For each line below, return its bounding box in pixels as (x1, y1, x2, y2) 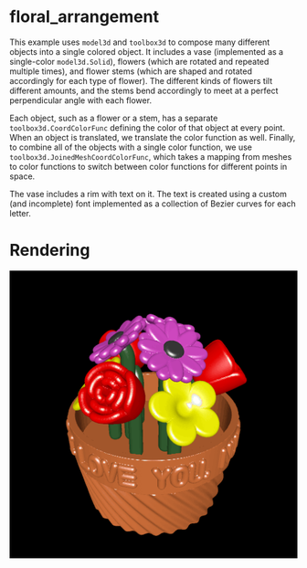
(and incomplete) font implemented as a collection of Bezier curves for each (9, 198, 296, 209)
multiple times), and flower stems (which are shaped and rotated (9, 66, 253, 77)
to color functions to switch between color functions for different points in (9, 161, 288, 172)
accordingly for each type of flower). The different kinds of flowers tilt (9, 75, 272, 86)
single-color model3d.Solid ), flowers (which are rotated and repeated (9, 56, 270, 67)
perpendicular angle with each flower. (9, 94, 153, 106)
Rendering (9, 240, 90, 261)
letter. (9, 207, 32, 218)
